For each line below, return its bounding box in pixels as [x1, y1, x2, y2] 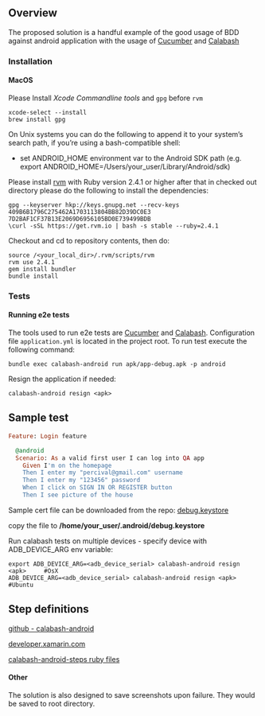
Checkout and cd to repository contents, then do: [8, 235, 170, 245]
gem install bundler [8, 265, 77, 273]
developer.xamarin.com [8, 639, 86, 648]
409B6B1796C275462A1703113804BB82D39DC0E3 [8, 208, 151, 216]
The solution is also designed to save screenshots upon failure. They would [8, 690, 255, 699]
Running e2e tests [8, 310, 70, 320]
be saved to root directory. [8, 698, 95, 708]
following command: [8, 345, 76, 355]
